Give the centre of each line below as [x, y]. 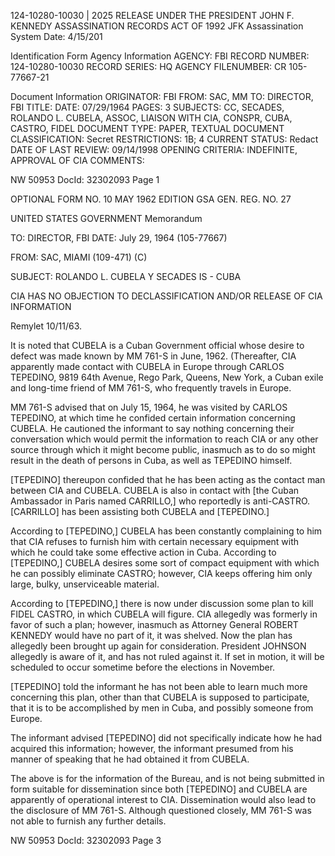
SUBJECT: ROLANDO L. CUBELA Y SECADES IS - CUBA [126, 276]
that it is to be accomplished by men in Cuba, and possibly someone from [162, 708]
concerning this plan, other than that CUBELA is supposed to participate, [160, 697]
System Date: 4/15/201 [56, 36]
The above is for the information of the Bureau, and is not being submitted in [167, 778]
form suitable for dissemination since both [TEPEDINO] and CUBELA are [159, 789]
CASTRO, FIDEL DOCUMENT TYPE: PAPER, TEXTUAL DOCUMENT [147, 128]
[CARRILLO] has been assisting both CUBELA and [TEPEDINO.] [140, 511]
